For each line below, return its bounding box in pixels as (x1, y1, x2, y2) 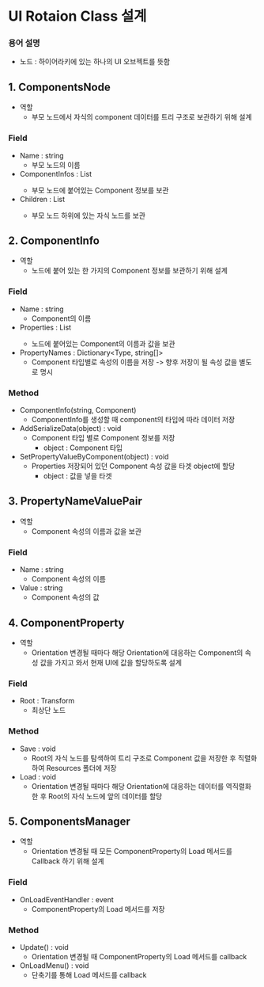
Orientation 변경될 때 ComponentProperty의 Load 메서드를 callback (31, 951, 247, 961)
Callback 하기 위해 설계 (31, 856, 104, 866)
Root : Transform (19, 696, 75, 706)
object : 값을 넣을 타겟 (43, 471, 112, 480)
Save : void (19, 744, 57, 753)
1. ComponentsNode (8, 80, 111, 93)
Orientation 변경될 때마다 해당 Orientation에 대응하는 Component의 (31, 647, 243, 657)
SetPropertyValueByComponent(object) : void (19, 452, 169, 461)
